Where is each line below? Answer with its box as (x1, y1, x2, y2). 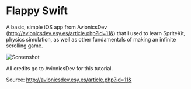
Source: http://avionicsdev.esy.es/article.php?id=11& (6, 76, 132, 83)
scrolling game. (6, 42, 43, 49)
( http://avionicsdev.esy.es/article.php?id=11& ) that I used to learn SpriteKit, (6, 29, 186, 36)
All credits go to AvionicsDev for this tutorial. (6, 64, 113, 71)
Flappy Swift (6, 4, 68, 18)
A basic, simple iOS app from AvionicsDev (6, 23, 107, 30)
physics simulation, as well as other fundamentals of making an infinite (6, 36, 176, 43)
